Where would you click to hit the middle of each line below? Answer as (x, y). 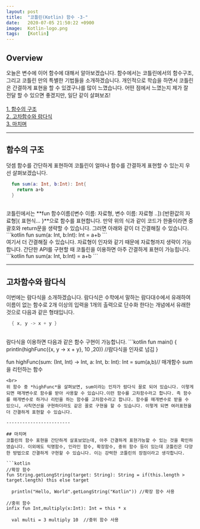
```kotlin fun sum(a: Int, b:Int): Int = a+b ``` (57, 235)
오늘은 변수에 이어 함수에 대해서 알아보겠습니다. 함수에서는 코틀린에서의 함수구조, (100, 73)
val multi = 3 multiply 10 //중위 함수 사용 (65, 520)
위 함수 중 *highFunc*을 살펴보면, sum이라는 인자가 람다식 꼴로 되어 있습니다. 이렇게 (100, 387)
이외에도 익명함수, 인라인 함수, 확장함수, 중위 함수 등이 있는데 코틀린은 (105, 447)
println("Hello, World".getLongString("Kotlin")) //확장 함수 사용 (93, 492)
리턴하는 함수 (28, 370)
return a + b (30, 190)
